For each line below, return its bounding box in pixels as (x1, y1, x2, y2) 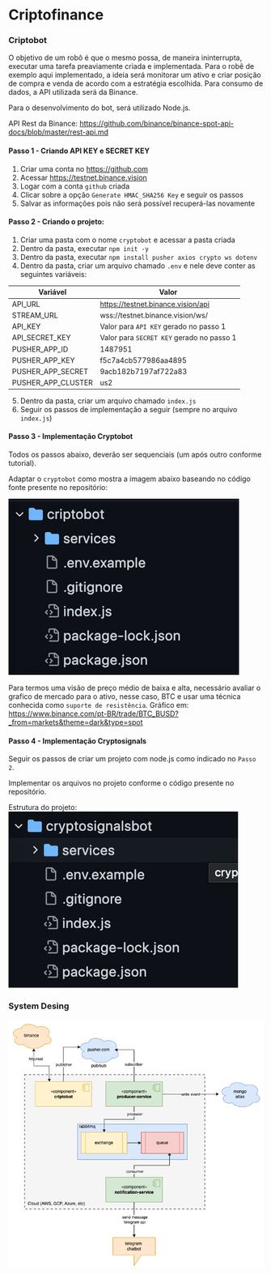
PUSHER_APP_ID (11, 344, 69, 354)
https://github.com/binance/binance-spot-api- (79, 119, 235, 129)
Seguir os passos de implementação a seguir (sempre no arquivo (19, 404, 238, 414)
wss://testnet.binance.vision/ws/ (100, 310, 209, 320)
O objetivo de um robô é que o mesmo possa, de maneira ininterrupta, (8, 53, 243, 62)
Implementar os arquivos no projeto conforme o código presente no (8, 778, 235, 788)
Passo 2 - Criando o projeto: (8, 217, 105, 227)
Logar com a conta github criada (19, 181, 130, 191)
